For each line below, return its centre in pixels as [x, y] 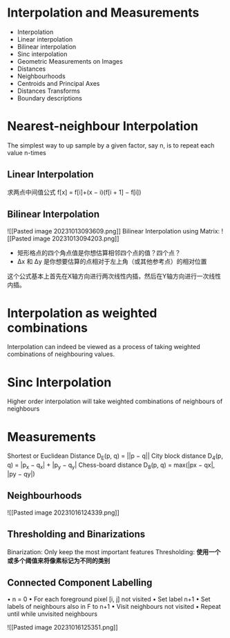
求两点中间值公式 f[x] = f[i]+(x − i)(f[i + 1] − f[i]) [74, 192]
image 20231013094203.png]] [76, 238]
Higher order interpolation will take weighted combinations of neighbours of [115, 401]
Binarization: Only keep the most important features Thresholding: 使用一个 [114, 551]
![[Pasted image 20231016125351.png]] [63, 628]
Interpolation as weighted [82, 313]
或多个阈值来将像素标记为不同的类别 [59, 560]
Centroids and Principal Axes [58, 83]
